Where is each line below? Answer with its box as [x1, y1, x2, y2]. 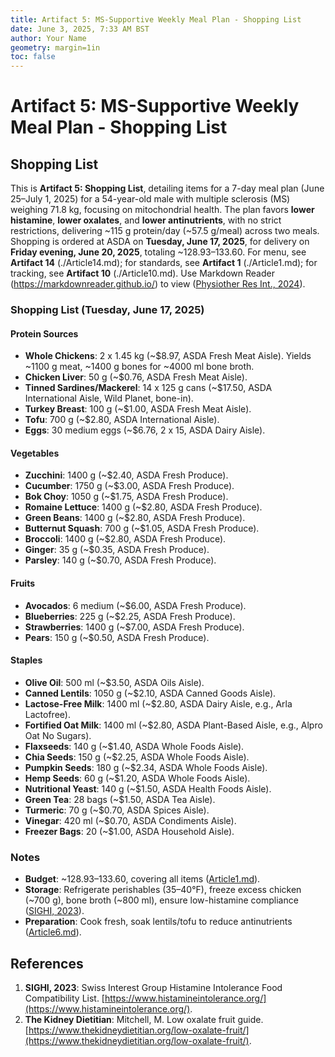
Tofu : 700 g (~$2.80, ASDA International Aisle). [24, 414, 220, 426]
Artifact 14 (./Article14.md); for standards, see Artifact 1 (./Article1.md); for [10, 257, 318, 269]
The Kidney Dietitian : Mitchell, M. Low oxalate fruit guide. [24, 1013, 264, 1025]
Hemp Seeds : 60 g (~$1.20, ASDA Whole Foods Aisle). [24, 772, 251, 784]
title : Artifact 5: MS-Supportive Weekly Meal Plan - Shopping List [10, 14, 302, 25]
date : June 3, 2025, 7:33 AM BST [10, 24, 150, 34]
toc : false [10, 52, 56, 62]
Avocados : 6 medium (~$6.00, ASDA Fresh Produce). [24, 599, 247, 611]
